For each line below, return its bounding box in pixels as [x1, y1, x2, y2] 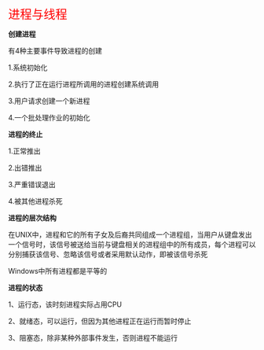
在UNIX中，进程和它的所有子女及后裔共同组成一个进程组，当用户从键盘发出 [8, 230, 253, 239]
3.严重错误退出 [8, 180, 57, 189]
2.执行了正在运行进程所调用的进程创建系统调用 [8, 79, 159, 89]
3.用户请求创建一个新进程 [8, 96, 90, 105]
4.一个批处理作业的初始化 [8, 113, 90, 122]
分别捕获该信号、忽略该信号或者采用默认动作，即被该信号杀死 [8, 249, 208, 259]
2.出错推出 [8, 163, 42, 172]
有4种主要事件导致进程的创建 [8, 46, 103, 55]
